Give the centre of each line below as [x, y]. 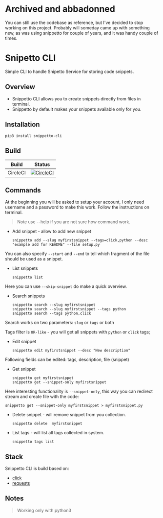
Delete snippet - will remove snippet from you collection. [69, 415]
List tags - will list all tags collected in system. [58, 433]
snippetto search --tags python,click [51, 314]
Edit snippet [24, 342]
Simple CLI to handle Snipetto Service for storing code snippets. [70, 71]
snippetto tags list [33, 442]
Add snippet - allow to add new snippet [52, 232]
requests [21, 483]
